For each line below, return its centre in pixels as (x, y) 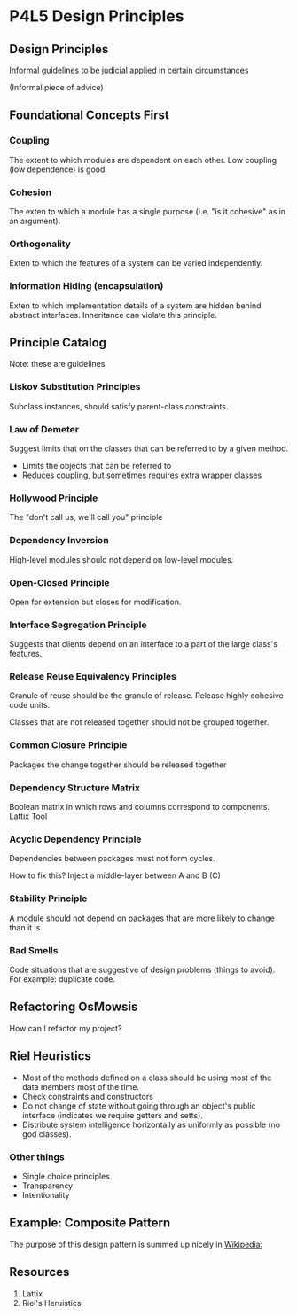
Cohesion (30, 192)
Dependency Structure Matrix (74, 788)
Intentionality (46, 1194)
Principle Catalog (58, 342)
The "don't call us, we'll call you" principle (86, 517)
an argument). (35, 221)
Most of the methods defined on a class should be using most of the (147, 1078)
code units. (30, 705)
